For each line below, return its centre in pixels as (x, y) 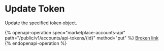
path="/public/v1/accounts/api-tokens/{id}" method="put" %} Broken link (82, 38)
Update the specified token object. (41, 23)
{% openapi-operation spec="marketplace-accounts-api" (65, 32)
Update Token (35, 9)
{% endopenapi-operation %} (36, 43)
